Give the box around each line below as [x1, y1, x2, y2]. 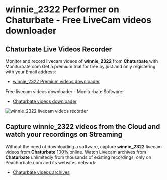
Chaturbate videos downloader [12, 98, 77, 104]
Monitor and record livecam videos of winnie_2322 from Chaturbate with [5, 58, 158, 64]
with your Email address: [5, 69, 56, 75]
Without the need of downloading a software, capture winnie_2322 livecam [5, 143, 162, 149]
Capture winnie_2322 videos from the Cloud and [5, 122, 160, 131]
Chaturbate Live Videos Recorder [5, 45, 112, 53]
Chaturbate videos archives [12, 169, 70, 175]
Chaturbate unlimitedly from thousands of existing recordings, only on [5, 154, 152, 160]
